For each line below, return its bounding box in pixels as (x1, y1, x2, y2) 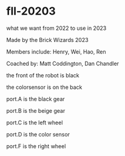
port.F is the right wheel (6, 142, 66, 150)
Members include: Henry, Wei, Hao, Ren (6, 48, 106, 55)
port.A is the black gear (6, 95, 65, 102)
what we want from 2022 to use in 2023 (6, 24, 107, 32)
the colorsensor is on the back (6, 83, 83, 91)
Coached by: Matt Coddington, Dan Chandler (6, 60, 120, 67)
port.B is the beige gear (6, 107, 66, 114)
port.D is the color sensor (6, 130, 70, 138)
